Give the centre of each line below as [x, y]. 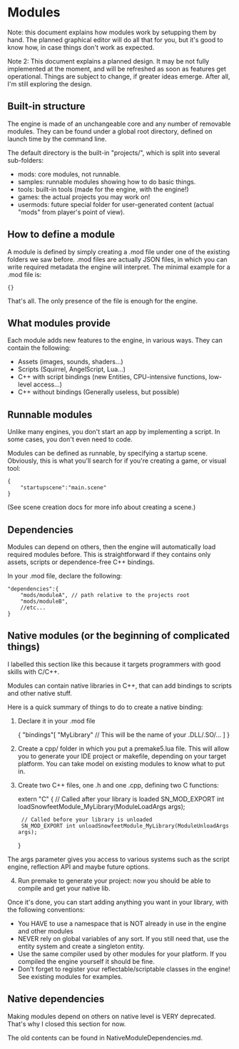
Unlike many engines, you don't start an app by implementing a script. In [114, 432]
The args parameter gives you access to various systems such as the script [118, 859]
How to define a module [61, 235]
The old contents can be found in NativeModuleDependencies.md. [105, 1038]
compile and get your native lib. [64, 888]
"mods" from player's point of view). [71, 212]
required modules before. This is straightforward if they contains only [109, 554]
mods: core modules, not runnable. [69, 174]
